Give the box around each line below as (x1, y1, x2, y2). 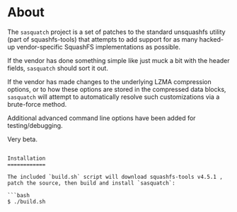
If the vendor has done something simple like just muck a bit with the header (7, 56, 230, 64)
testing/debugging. (7, 121, 63, 129)
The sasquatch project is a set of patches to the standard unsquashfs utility (7, 28, 226, 36)
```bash (7, 192, 30, 199)
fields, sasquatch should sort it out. (7, 64, 108, 72)
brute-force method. (7, 100, 67, 108)
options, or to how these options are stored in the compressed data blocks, (7, 85, 226, 93)
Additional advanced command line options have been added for (7, 114, 196, 122)
